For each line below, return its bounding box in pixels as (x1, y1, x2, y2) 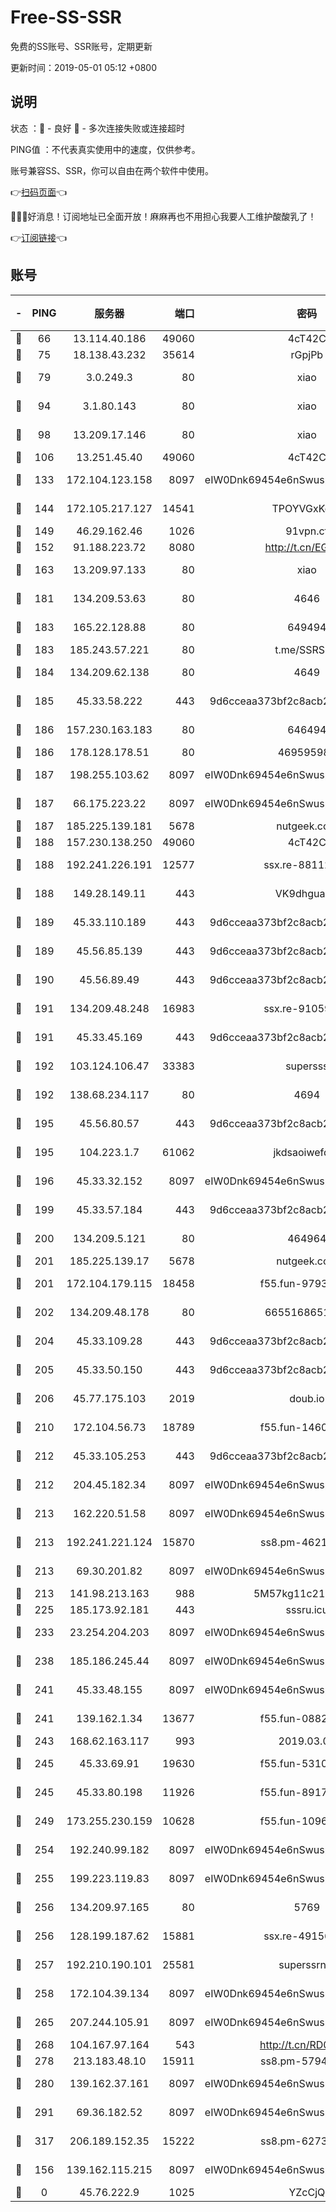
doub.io (289, 1391, 325, 1405)
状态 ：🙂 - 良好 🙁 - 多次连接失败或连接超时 (10, 122, 185, 134)
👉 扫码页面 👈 (10, 186, 68, 198)
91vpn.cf (285, 524, 329, 538)
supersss (285, 1059, 329, 1073)
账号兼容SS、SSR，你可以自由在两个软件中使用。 (10, 164, 214, 176)
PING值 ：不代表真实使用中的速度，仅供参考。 (10, 143, 201, 155)
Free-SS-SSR (10, 6, 122, 29)
